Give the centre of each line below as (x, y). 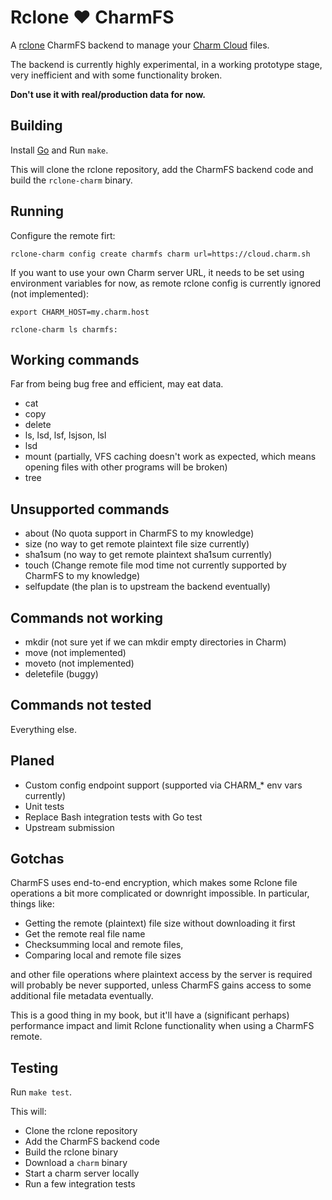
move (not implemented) (75, 652)
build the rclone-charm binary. (71, 180)
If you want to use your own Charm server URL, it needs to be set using (157, 272)
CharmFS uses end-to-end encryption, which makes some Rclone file (154, 883)
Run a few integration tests (80, 1184)
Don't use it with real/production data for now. (108, 94)
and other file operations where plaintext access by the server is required (161, 975)
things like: (32, 904)
